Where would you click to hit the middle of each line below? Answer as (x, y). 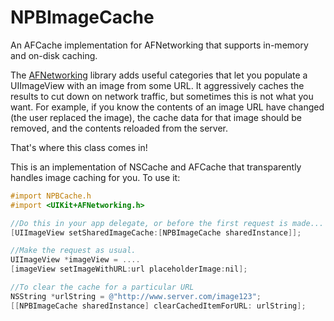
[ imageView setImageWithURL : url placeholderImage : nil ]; (129, 269)
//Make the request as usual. (73, 251)
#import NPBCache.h (51, 196)
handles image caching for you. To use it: (95, 177)
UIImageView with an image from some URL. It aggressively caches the (157, 85)
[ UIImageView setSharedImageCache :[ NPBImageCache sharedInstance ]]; (156, 232)
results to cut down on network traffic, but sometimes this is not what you (162, 96)
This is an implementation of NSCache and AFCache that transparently (156, 167)
